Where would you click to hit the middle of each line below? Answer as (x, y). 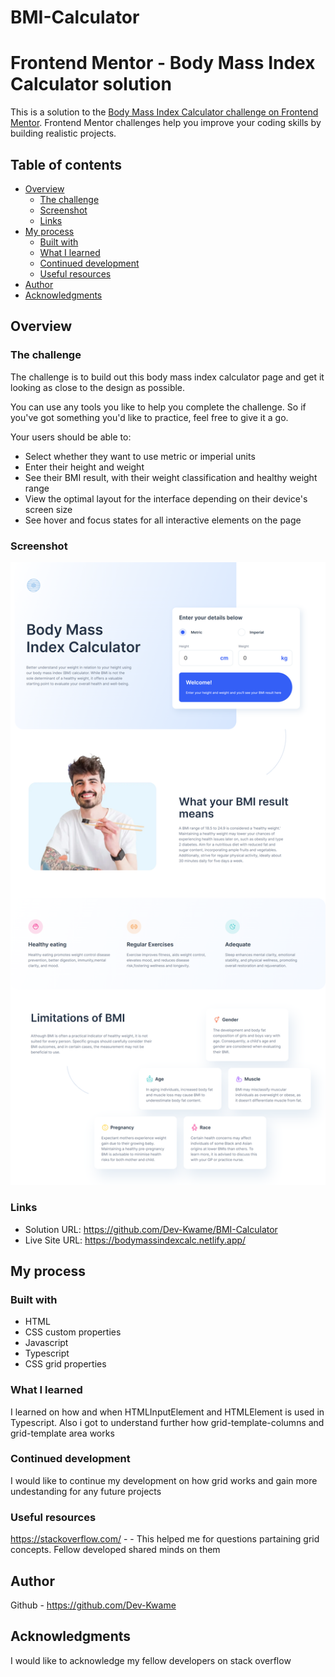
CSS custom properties (73, 1332)
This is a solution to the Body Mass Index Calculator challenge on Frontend (164, 112)
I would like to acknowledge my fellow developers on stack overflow (151, 1660)
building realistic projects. (63, 133)
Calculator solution (91, 84)
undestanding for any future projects (86, 1491)
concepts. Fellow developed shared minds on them (115, 1550)
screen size (48, 509)
